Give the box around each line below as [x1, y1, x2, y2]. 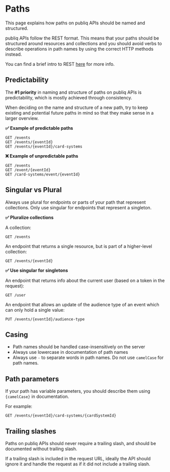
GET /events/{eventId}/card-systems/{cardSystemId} [5, 413, 116, 418]
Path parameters [5, 375, 59, 383]
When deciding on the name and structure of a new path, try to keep [5, 104, 148, 111]
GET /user [5, 293, 26, 298]
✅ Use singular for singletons [5, 267, 68, 273]
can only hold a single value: [5, 307, 65, 313]
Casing [5, 330, 28, 339]
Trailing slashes [5, 427, 57, 435]
